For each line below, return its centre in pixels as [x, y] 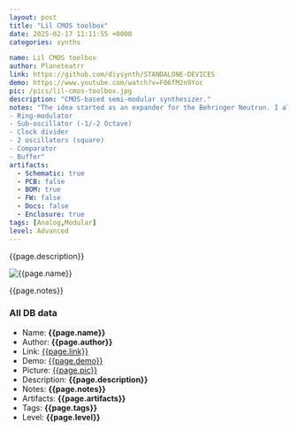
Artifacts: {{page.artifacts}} [74, 398]
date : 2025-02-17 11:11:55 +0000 [71, 34]
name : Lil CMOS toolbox [53, 58]
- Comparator [33, 149]
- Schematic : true [51, 173]
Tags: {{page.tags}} [60, 407]
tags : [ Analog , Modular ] [53, 222]
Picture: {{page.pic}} [60, 370]
